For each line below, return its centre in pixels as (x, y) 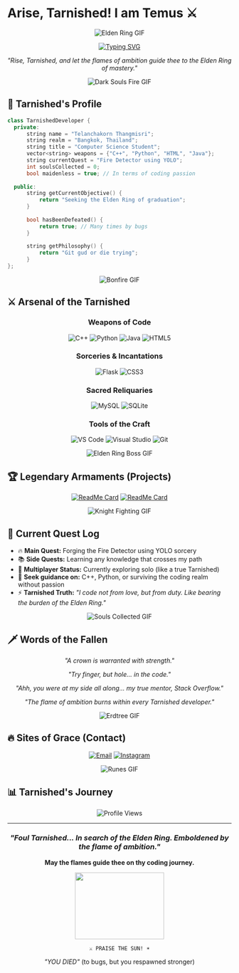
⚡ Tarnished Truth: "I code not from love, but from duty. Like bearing (119, 593)
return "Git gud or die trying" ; (89, 253)
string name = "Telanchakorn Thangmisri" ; (90, 134)
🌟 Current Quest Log (53, 533)
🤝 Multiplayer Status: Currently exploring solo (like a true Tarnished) (118, 569)
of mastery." (119, 68)
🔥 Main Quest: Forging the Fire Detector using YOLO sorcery (107, 551)
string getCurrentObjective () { (74, 194)
